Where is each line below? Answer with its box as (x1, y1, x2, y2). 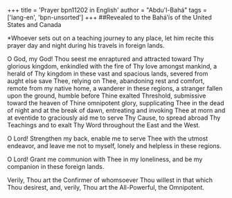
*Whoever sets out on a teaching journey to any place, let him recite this (7, 34, 215, 42)
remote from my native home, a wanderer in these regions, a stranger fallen (7, 84, 223, 92)
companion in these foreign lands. (7, 163, 105, 170)
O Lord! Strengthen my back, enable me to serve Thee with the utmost (7, 134, 208, 143)
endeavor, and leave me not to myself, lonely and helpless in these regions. (7, 142, 222, 150)
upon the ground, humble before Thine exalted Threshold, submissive (7, 91, 206, 100)
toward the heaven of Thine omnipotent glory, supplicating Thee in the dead (7, 99, 224, 107)
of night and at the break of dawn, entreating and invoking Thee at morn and (7, 107, 226, 114)
